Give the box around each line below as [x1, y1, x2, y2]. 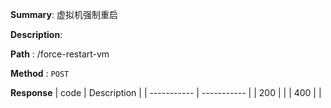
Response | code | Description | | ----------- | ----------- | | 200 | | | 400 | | [10, 87, 322, 98]
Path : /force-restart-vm [10, 48, 110, 60]
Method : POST [10, 68, 70, 79]
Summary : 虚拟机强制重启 [10, 9, 118, 20]
